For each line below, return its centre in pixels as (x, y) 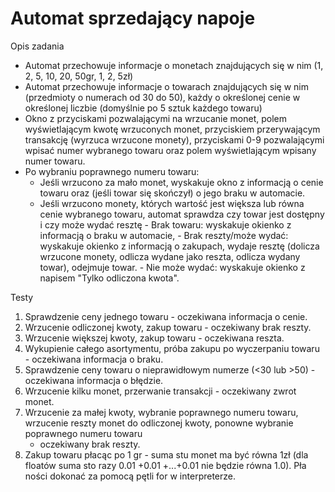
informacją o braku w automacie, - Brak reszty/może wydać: (164, 235)
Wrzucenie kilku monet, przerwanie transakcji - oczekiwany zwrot (160, 391)
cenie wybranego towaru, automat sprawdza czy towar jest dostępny (182, 214)
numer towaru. (55, 161)
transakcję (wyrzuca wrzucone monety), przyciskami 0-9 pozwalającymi (174, 139)
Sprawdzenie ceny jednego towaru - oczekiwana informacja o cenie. (166, 316)
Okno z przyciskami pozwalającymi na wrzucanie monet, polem (156, 118)
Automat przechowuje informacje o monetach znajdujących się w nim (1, (174, 65)
